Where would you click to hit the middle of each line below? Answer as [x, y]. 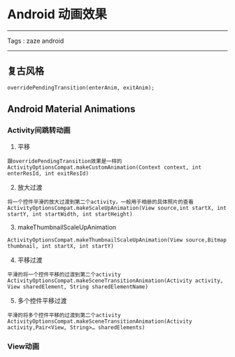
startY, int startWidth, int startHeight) [70, 214]
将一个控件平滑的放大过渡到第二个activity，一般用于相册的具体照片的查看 [100, 202]
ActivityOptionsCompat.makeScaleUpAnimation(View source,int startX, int [117, 208]
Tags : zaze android [36, 41]
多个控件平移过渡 [42, 301]
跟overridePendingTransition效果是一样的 [65, 162]
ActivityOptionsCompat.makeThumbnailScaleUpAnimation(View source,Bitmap [117, 240]
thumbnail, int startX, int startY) [60, 246]
